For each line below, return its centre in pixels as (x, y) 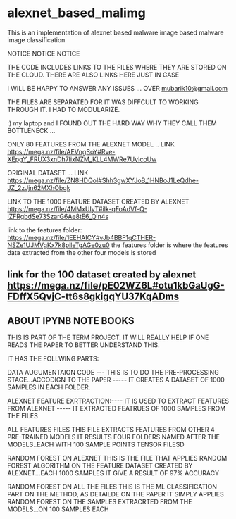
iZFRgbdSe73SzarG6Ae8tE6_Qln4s (58, 216)
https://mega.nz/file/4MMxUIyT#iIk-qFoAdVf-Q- (77, 208)
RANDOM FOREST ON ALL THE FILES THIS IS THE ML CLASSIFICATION (112, 487)
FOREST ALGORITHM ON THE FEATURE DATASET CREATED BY (100, 465)
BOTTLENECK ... (31, 130)
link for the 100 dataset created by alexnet (102, 275)
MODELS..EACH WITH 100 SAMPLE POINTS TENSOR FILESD (96, 444)
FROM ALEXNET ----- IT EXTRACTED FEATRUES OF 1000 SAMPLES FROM (117, 408)
